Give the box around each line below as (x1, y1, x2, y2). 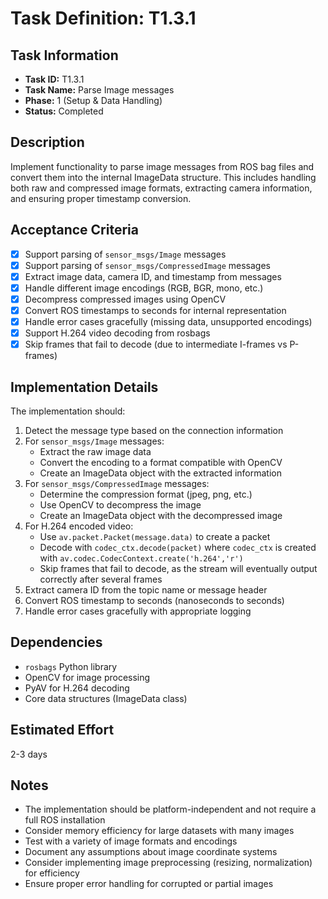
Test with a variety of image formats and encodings (24, 835, 238, 847)
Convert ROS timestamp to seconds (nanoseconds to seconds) (24, 595, 285, 606)
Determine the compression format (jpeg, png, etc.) (39, 488, 253, 500)
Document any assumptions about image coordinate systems (24, 846, 278, 858)
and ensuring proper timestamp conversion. (10, 192, 192, 204)
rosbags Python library (24, 660, 118, 672)
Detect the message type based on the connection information (24, 425, 284, 436)
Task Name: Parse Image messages (24, 84, 175, 96)
